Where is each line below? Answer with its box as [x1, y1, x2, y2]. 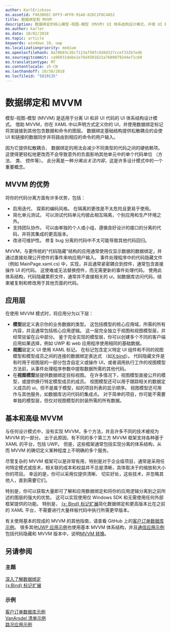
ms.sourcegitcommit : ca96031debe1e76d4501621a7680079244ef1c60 [5, 54, 142, 60]
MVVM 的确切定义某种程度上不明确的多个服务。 [11, 447, 111, 454]
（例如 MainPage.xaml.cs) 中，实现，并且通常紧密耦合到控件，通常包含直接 [5, 260, 164, 267]
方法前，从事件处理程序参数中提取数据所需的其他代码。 [12, 366, 129, 372]
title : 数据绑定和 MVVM [5, 17, 52, 22]
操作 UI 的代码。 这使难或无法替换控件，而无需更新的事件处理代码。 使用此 [5, 267, 162, 273]
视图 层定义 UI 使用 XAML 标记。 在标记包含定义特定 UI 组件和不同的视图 [12, 347, 164, 353]
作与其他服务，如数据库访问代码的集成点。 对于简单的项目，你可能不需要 [12, 391, 166, 397]
